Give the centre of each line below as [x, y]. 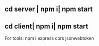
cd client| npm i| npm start [47, 26]
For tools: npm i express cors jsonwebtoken [49, 38]
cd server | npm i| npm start [49, 9]
